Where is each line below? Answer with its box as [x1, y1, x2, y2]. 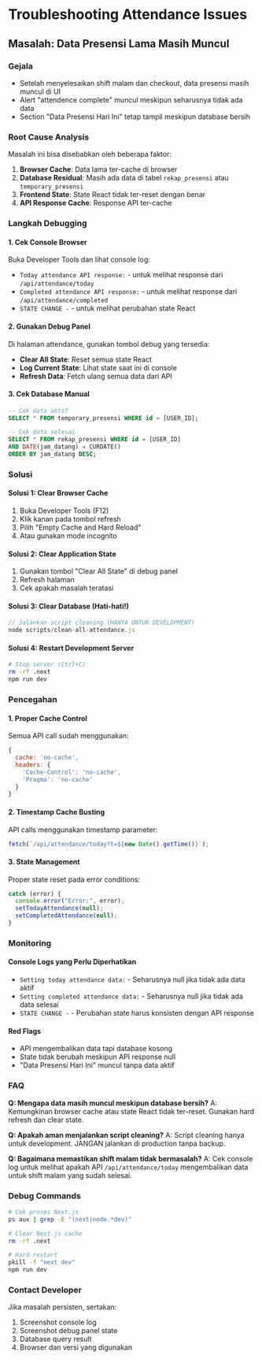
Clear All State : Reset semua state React [19, 355, 152, 364]
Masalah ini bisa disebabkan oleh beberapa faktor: [8, 150, 172, 159]
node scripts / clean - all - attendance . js [8, 626, 135, 634]
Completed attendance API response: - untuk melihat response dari [19, 287, 238, 296]
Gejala [8, 61, 33, 72]
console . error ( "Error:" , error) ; [15, 897, 125, 905]
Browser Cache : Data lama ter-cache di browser [19, 165, 178, 174]
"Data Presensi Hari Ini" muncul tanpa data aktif [19, 1061, 175, 1070]
